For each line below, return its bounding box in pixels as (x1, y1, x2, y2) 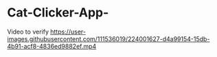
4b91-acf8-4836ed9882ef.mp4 (7, 42, 97, 50)
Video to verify (7, 27, 49, 36)
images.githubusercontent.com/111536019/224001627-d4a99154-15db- (7, 34, 210, 43)
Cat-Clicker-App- (7, 5, 109, 21)
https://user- (50, 27, 86, 36)
